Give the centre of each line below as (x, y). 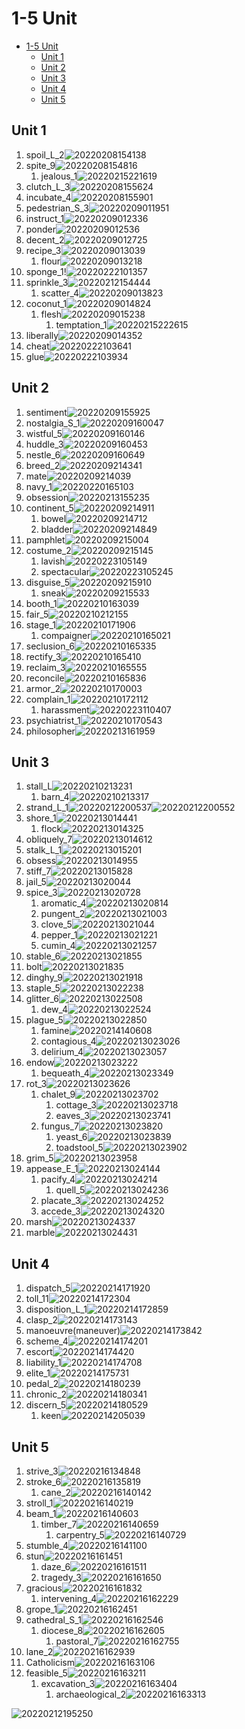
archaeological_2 (91, 1694)
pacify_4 (58, 1179)
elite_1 (38, 1373)
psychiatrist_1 (53, 720)
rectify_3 (43, 656)
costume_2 (48, 550)
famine (55, 1031)
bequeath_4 (65, 1073)
